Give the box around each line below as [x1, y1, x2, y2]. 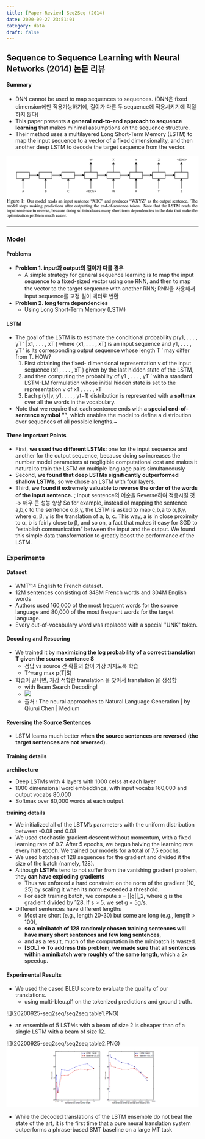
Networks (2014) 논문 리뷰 [6, 63, 106, 74]
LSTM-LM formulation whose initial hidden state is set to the [24, 379, 176, 386]
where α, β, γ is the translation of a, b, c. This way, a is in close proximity [15, 512, 198, 520]
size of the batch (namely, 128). [15, 860, 95, 868]
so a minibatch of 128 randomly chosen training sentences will [24, 925, 186, 932]
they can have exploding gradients [15, 873, 105, 880]
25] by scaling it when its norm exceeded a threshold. [24, 886, 160, 893]
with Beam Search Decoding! [24, 683, 98, 691]
